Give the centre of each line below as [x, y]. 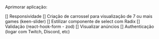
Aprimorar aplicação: [26, 7]
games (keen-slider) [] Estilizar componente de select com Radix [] [73, 21]
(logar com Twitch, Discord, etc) [37, 32]
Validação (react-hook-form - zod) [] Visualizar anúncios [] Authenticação [79, 26]
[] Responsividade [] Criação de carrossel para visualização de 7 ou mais [79, 16]
